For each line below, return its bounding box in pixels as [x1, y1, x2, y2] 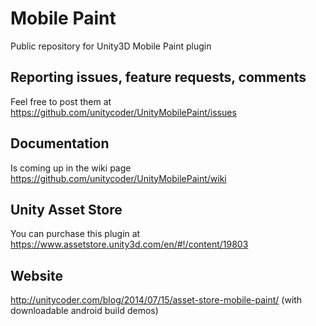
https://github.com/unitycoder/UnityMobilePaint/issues [10, 106, 237, 118]
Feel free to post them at [10, 95, 112, 107]
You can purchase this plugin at [10, 228, 141, 240]
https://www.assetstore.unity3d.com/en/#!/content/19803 [10, 238, 249, 251]
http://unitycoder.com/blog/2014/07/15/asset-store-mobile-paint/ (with [10, 294, 303, 306]
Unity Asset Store [10, 201, 123, 218]
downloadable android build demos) [10, 305, 159, 317]
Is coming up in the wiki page [10, 162, 132, 174]
